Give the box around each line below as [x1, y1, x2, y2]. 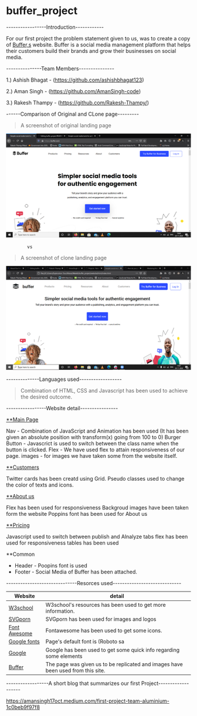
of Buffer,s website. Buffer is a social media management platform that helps [6, 41, 191, 48]
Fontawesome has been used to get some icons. [45, 627, 162, 634]
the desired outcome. [20, 393, 72, 400]
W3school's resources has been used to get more [45, 601, 166, 608]
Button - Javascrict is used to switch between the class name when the [6, 440, 179, 447]
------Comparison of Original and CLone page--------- [6, 110, 140, 117]
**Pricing [6, 521, 30, 529]
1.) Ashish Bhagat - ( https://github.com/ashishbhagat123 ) [6, 76, 145, 83]
